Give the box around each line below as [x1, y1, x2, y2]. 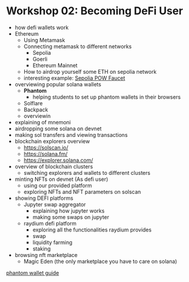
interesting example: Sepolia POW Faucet [23, 74, 125, 82]
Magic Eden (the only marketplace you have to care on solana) [23, 258, 177, 265]
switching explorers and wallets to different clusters [23, 169, 150, 176]
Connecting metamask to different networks [23, 43, 132, 50]
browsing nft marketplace [14, 251, 78, 258]
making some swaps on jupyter [32, 213, 109, 221]
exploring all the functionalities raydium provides [32, 226, 152, 233]
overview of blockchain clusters [14, 162, 93, 170]
